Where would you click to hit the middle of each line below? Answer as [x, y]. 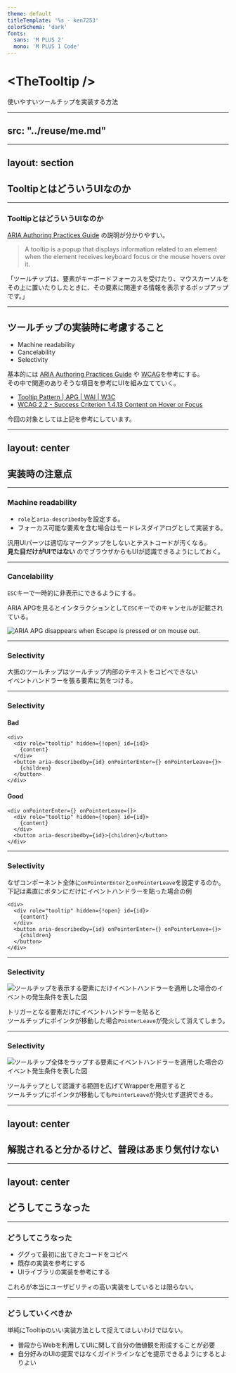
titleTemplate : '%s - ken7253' [53, 20]
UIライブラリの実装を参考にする [64, 1272]
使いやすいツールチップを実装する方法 [63, 101]
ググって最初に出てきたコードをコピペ [73, 1255]
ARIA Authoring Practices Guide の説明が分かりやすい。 [88, 235]
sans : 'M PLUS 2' [39, 40]
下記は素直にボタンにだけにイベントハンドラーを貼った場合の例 [99, 891]
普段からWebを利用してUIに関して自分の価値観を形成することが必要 [116, 1345]
